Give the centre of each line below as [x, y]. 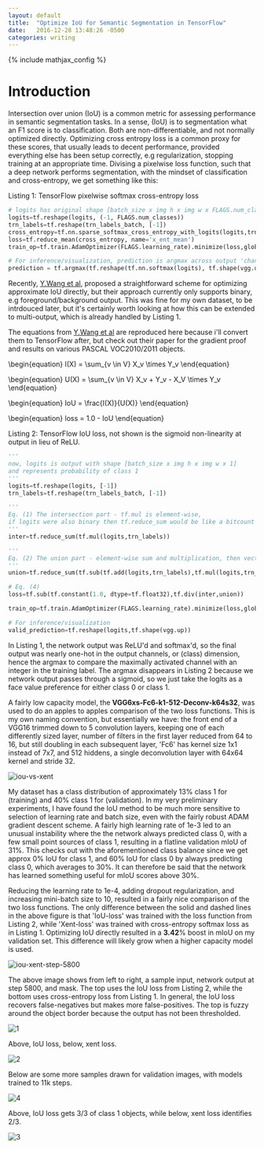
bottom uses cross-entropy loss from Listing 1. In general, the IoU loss [122, 996]
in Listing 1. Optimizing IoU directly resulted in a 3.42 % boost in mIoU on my [132, 932]
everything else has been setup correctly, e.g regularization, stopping [121, 155]
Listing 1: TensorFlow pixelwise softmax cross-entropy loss [103, 196]
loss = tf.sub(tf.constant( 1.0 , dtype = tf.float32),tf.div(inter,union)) [126, 595]
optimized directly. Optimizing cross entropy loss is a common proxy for [125, 139]
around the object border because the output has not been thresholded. [125, 1013]
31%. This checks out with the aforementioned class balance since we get [128, 850]
